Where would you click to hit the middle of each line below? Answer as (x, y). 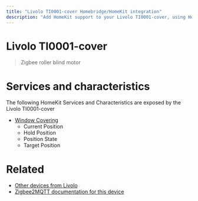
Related (25, 169)
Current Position (43, 127)
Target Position (42, 146)
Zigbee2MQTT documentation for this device (69, 192)
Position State (40, 139)
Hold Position (39, 133)
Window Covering (37, 120)
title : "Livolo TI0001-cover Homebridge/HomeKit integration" (84, 11)
